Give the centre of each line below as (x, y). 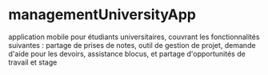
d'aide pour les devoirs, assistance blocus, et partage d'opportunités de (127, 53)
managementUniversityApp (102, 15)
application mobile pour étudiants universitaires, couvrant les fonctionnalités (134, 37)
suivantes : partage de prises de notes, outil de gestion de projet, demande (132, 45)
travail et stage (33, 62)
